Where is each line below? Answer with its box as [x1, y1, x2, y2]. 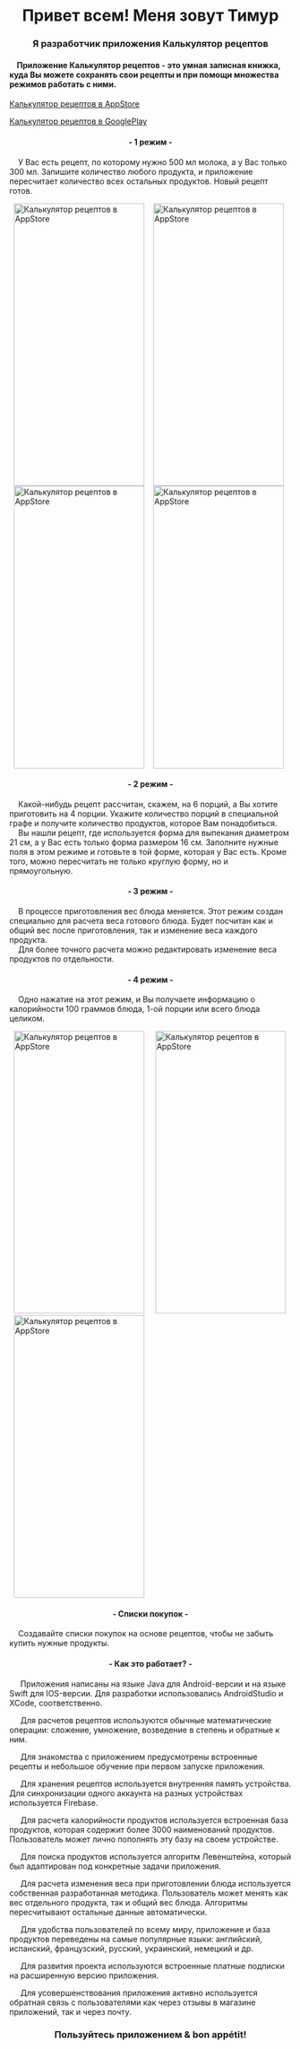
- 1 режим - [128, 136, 173, 147]
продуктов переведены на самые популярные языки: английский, [9, 1933, 262, 1944]
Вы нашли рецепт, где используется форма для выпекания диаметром [17, 827, 289, 838]
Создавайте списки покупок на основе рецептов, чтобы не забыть [17, 1628, 274, 1639]
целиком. [9, 1013, 46, 1024]
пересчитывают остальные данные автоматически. [9, 1906, 208, 1917]
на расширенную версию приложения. [9, 1970, 159, 1981]
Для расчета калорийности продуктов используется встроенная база [20, 1814, 289, 1826]
